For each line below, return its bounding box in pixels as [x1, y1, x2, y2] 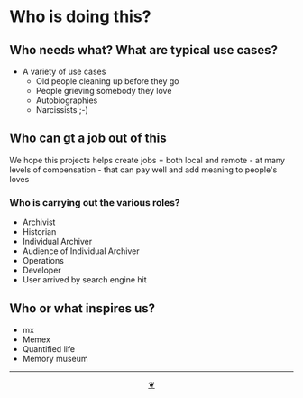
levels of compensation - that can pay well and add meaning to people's [9, 164, 278, 175]
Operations [22, 255, 65, 266]
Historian [22, 227, 57, 237]
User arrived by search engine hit [22, 274, 147, 285]
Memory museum [22, 353, 88, 364]
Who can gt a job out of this [9, 131, 167, 146]
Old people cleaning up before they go [35, 76, 179, 87]
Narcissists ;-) [35, 105, 88, 115]
